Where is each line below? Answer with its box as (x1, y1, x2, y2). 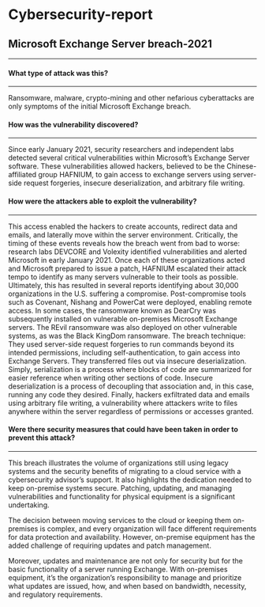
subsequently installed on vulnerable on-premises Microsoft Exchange (8, 314, 238, 324)
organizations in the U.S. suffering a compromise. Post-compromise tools (8, 289, 247, 298)
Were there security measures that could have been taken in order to (8, 425, 238, 434)
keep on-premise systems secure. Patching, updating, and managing (8, 483, 233, 492)
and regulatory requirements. (8, 590, 103, 599)
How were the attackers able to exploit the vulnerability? (8, 196, 197, 206)
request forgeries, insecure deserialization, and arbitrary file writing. (23, 178, 245, 188)
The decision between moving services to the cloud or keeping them (8, 515, 232, 525)
